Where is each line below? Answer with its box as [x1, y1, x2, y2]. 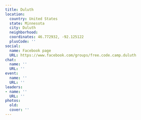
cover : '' [9, 107, 29, 113]
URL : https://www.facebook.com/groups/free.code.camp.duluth [9, 52, 137, 58]
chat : [5, 57, 16, 62]
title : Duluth [5, 7, 34, 12]
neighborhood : [9, 30, 38, 35]
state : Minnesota [9, 21, 45, 26]
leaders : [5, 84, 23, 90]
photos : [5, 98, 21, 103]
